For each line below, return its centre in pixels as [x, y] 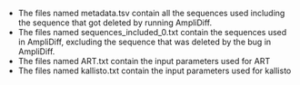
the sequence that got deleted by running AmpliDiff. [115, 23]
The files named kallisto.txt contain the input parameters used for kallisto [155, 71]
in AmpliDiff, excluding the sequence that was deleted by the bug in [145, 42]
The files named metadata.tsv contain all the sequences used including [151, 13]
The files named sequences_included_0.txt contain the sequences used [152, 32]
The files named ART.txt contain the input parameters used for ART [144, 61]
